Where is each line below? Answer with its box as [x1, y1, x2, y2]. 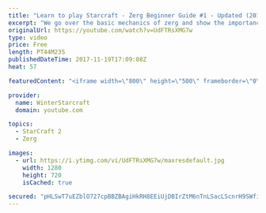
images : [8, 149, 34, 157]
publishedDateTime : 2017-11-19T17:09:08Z [8, 56, 147, 64]
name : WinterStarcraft [15, 99, 90, 106]
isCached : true [22, 178, 73, 186]
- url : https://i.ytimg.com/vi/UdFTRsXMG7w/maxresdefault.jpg [15, 156, 225, 164]
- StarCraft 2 [15, 128, 62, 136]
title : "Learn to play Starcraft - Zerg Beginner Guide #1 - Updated [8, 11, 243, 20]
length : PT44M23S [8, 48, 66, 56]
